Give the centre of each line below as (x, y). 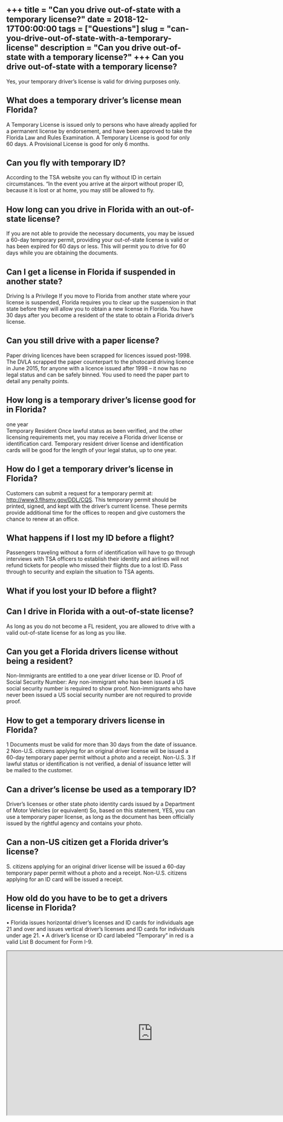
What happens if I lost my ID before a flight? (90, 538)
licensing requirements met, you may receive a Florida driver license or (95, 437)
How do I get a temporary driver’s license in (90, 469)
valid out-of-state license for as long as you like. (67, 632)
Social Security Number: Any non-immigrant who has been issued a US (95, 682)
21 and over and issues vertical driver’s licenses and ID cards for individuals (100, 929)
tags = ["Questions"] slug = (112, 29)
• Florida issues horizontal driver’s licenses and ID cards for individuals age (100, 922)
